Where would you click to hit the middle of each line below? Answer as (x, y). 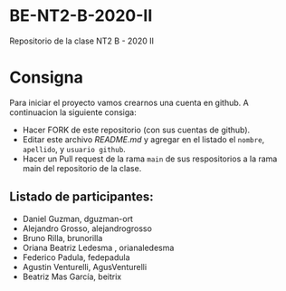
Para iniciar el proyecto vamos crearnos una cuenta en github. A (129, 102)
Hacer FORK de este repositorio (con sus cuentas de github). (136, 130)
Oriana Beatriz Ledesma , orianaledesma (98, 247)
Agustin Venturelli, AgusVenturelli (85, 267)
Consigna (46, 78)
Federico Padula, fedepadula (76, 257)
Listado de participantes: (81, 197)
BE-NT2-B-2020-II (81, 16)
